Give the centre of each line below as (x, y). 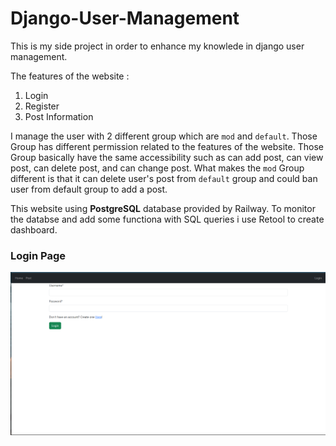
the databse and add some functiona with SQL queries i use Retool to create (167, 219)
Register (42, 106)
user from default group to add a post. (89, 189)
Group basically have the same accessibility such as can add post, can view (167, 157)
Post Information (59, 116)
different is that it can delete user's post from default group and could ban (164, 178)
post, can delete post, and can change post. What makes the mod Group (157, 168)
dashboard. (34, 229)
